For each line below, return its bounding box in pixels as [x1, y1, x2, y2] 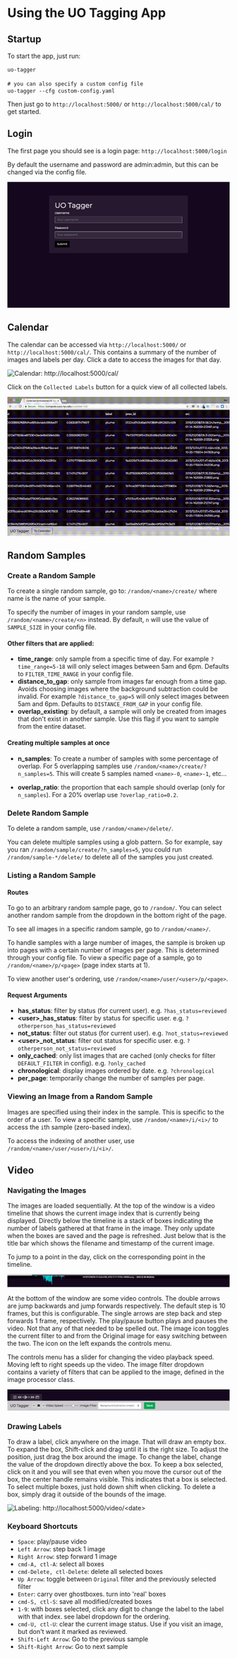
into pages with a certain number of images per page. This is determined [7, 946, 219, 955]
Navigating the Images [7, 1185, 87, 1195]
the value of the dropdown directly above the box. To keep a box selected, [7, 1460, 224, 1468]
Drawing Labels [7, 1421, 62, 1431]
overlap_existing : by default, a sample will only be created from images [17, 708, 227, 716]
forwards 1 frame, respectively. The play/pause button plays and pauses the [7, 1317, 228, 1325]
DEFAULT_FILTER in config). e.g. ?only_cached [17, 1059, 146, 1068]
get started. [7, 107, 41, 116]
